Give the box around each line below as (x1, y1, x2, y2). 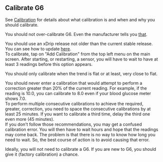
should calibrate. (5, 22, 39, 28)
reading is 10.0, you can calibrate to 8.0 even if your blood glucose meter (5, 90, 151, 96)
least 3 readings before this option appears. (5, 61, 93, 67)
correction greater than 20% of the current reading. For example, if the (5, 85, 147, 91)
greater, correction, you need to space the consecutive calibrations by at (5, 106, 151, 112)
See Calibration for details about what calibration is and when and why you (5, 16, 155, 22)
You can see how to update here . (5, 46, 72, 51)
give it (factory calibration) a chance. (5, 151, 79, 157)
